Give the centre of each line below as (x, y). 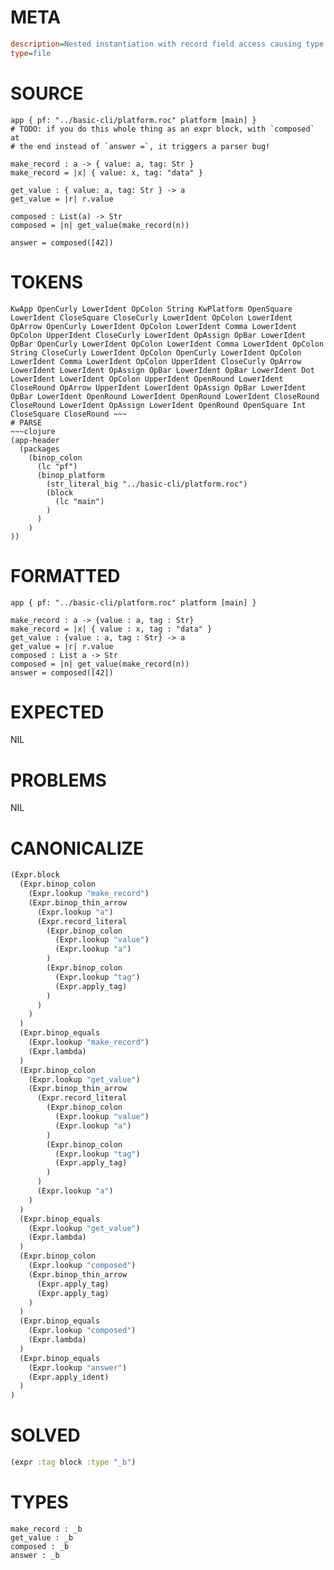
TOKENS (47, 282)
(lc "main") (79, 501)
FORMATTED (65, 575)
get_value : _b (42, 1537)
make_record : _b (46, 1529)
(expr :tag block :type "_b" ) (73, 1462)
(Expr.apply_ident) (69, 1377)
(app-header (35, 440)
